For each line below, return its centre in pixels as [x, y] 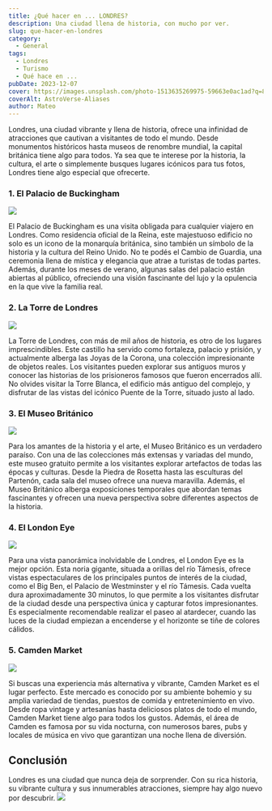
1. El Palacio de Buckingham [64, 194]
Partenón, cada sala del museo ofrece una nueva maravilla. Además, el [127, 481]
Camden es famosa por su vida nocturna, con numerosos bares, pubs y [128, 726]
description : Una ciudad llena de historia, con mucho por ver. [119, 24]
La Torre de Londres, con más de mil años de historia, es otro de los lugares [135, 341]
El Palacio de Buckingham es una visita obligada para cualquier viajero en [131, 226]
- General [32, 46]
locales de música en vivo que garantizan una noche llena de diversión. [127, 735]
